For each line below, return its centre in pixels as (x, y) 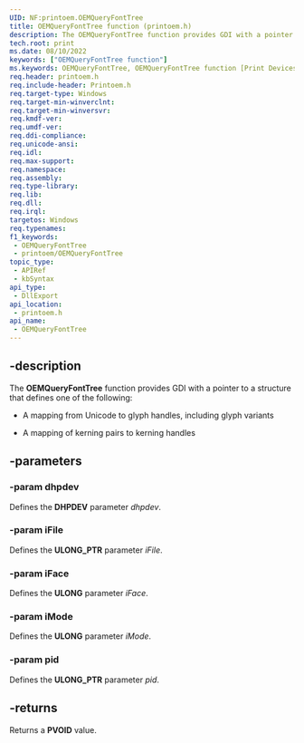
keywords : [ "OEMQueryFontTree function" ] (89, 60)
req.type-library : (44, 187)
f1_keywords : (34, 236)
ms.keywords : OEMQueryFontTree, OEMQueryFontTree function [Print (137, 69)
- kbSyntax (33, 279)
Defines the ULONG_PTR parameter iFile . (86, 550)
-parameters (46, 462)
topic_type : (32, 262)
